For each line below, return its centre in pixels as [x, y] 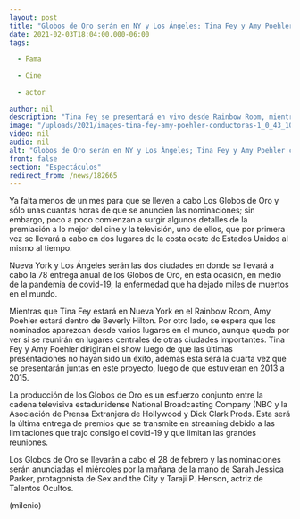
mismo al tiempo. [41, 248]
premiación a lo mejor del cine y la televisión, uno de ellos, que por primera [147, 230]
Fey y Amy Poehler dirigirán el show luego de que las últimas [121, 349]
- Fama [29, 59]
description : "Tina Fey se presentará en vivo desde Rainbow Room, [137, 117]
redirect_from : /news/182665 [63, 175]
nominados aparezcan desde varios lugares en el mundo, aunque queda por [150, 331]
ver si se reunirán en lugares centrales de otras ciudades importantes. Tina [147, 339]
